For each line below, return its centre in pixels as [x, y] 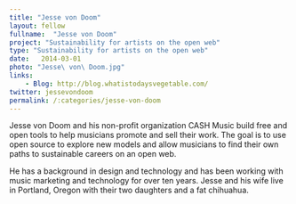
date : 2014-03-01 [45, 59]
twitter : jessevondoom [51, 92]
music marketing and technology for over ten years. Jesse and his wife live [147, 181]
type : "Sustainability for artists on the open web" [109, 51]
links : [21, 76]
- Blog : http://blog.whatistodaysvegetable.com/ [117, 84]
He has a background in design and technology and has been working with [146, 171]
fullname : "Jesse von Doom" [63, 34]
